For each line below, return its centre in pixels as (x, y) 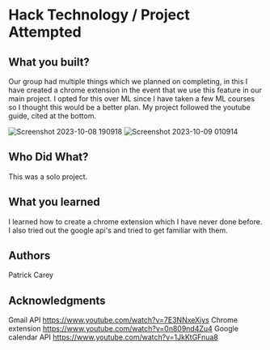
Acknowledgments (57, 300)
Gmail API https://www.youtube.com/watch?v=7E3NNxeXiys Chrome (123, 320)
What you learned (55, 202)
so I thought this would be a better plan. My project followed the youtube (129, 107)
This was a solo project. (48, 177)
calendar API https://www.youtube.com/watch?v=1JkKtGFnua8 (113, 337)
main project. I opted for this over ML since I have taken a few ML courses (132, 98)
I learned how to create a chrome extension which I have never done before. (135, 221)
